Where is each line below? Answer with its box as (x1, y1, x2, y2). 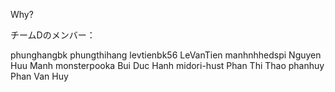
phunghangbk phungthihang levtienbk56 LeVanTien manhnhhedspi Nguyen (10, 49, 322, 61)
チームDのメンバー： (10, 29, 96, 41)
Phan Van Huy (10, 70, 69, 82)
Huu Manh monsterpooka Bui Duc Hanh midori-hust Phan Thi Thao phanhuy (10, 60, 325, 71)
